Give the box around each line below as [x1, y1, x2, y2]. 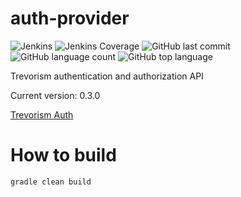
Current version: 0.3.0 [10, 89, 101, 101]
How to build [10, 144, 117, 167]
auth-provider [10, 7, 130, 30]
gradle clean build [10, 177, 92, 187]
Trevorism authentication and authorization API [10, 70, 204, 82]
